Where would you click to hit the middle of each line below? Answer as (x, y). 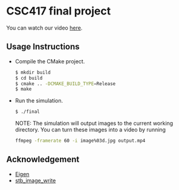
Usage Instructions (43, 47)
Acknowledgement (43, 160)
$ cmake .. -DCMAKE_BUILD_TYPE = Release (65, 84)
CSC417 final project (59, 11)
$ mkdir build (33, 72)
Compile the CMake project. (50, 61)
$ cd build (29, 78)
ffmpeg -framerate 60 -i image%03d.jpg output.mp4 (80, 141)
